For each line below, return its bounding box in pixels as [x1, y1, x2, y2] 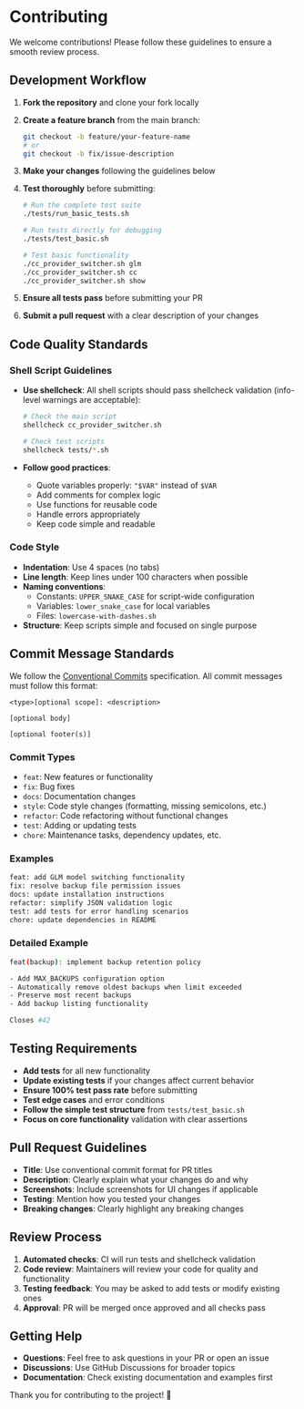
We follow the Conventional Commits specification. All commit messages [9, 670, 283, 681]
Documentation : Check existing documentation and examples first [22, 1372, 273, 1383]
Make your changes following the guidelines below [22, 166, 216, 177]
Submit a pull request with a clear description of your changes [22, 310, 259, 321]
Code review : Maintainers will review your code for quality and [22, 1263, 258, 1274]
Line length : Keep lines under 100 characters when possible [22, 571, 248, 582]
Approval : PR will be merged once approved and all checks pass [22, 1301, 266, 1313]
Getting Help [9, 1328, 83, 1343]
